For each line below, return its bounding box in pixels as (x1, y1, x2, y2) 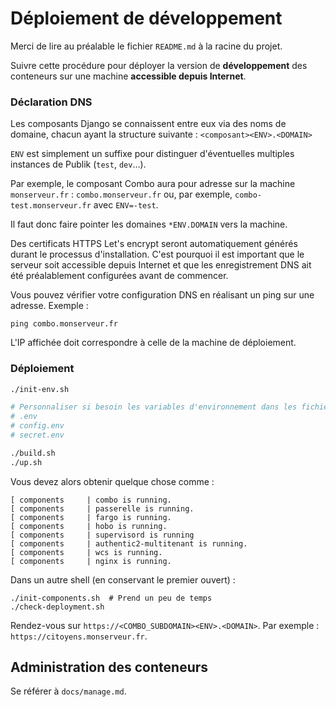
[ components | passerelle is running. (10, 503, 195, 514)
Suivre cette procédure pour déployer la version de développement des (10, 59, 308, 71)
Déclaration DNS (10, 95, 93, 109)
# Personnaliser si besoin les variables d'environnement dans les (10, 402, 298, 412)
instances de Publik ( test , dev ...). (10, 158, 147, 171)
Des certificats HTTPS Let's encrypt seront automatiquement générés (10, 238, 298, 250)
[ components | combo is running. (10, 495, 172, 505)
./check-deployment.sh (10, 602, 105, 612)
